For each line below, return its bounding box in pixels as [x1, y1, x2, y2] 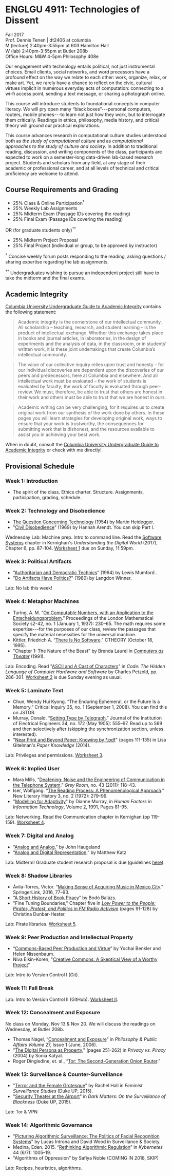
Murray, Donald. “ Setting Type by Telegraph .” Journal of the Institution [12, 715, 162, 721]
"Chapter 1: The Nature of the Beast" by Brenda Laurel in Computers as [12, 648, 164, 654]
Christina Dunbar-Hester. [12, 911, 66, 917]
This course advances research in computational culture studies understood [5, 132, 167, 138]
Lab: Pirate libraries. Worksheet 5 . [5, 921, 77, 927]
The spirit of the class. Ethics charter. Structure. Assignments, [12, 489, 144, 495]
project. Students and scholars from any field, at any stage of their [5, 159, 146, 165]
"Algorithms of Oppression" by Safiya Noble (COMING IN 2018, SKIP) [12, 1155, 159, 1161]
